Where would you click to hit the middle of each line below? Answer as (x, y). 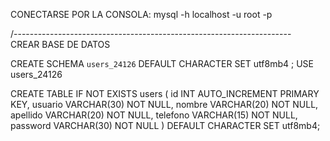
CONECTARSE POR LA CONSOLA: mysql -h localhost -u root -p (141, 14)
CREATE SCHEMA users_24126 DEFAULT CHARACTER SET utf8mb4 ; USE (162, 63)
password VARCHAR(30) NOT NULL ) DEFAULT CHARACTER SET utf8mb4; (165, 125)
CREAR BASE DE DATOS (60, 44)
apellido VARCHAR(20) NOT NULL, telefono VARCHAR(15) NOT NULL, (154, 115)
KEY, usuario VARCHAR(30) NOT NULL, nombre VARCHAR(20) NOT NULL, (164, 104)
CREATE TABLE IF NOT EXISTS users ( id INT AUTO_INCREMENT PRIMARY (165, 93)
